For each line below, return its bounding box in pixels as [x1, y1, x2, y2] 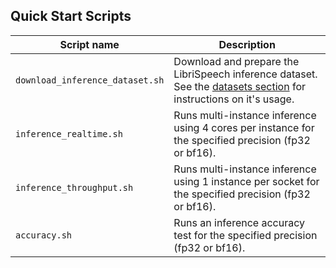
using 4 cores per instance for [173, 120, 315, 134]
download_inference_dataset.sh [15, 74, 165, 86]
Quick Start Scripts [10, 8, 132, 25]
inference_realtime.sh [15, 128, 123, 139]
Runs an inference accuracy [173, 215, 305, 229]
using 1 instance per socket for [173, 174, 320, 188]
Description [218, 37, 276, 51]
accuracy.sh [15, 229, 73, 241]
